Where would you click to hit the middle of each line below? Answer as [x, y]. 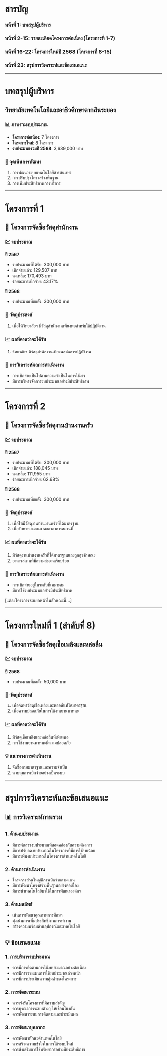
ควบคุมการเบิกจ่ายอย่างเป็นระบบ [38, 773]
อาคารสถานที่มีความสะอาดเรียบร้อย [41, 561]
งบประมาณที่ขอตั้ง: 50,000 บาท [39, 681]
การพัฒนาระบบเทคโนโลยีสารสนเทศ [42, 173]
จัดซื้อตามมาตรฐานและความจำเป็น [40, 767]
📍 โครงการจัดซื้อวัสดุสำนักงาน [42, 227]
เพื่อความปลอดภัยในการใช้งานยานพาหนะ [45, 711]
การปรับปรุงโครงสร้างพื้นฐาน [35, 178]
